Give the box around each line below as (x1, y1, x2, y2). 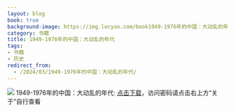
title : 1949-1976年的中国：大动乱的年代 (7, 36, 115, 43)
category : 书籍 (7, 29, 50, 37)
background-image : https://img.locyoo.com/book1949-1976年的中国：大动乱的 (7, 23, 224, 30)
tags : (7, 42, 23, 49)
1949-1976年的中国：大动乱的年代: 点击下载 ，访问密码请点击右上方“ (15, 88, 212, 97)
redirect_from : (7, 62, 52, 69)
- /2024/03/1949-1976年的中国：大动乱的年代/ (13, 68, 137, 75)
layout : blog (7, 10, 45, 17)
